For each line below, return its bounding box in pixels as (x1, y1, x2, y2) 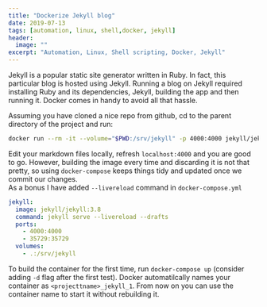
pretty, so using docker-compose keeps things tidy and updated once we (8, 166, 242, 175)
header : (8, 33, 34, 42)
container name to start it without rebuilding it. (8, 289, 160, 298)
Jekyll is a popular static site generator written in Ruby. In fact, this (8, 71, 226, 79)
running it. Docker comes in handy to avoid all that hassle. (8, 96, 198, 105)
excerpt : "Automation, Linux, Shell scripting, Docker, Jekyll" (8, 48, 226, 56)
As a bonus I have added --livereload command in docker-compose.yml (8, 182, 242, 192)
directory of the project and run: (8, 120, 114, 129)
